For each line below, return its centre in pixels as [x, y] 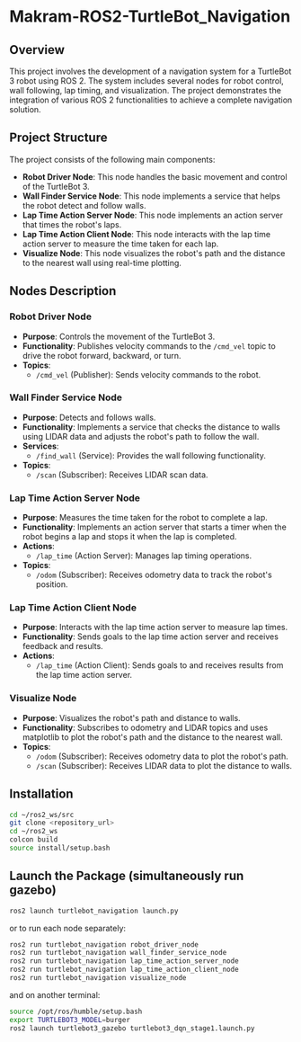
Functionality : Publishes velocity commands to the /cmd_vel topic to [149, 346]
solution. [26, 109]
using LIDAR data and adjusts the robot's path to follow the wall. [141, 436]
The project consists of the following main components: [112, 159]
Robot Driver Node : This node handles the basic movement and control [155, 176]
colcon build [34, 840]
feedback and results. [62, 646]
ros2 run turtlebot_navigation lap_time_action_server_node [124, 961]
